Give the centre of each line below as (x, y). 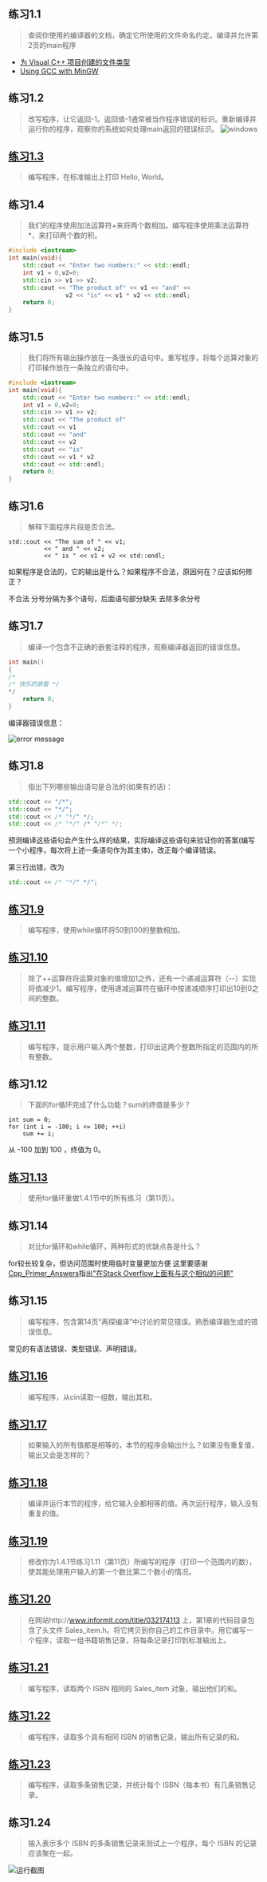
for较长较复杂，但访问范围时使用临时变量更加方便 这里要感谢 (108, 1263)
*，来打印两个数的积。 (65, 236)
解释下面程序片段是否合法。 (73, 527)
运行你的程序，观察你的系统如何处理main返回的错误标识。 (123, 129)
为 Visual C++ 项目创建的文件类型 (75, 61)
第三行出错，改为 (36, 867)
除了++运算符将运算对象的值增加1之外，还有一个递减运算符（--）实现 (142, 978)
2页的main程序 (52, 45)
